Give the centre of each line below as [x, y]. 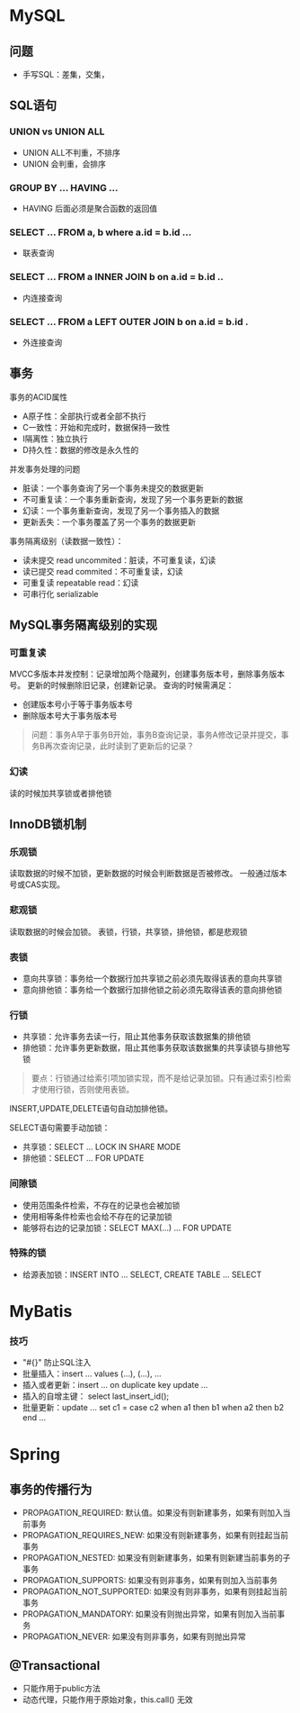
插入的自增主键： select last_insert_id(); [95, 1396]
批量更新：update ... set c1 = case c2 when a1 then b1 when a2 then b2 [153, 1408]
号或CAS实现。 [37, 884]
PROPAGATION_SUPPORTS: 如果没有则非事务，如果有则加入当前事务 [150, 1581]
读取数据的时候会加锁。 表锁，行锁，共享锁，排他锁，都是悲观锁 [128, 931]
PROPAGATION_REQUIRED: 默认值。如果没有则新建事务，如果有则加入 [152, 1513]
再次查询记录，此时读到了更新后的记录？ [119, 746]
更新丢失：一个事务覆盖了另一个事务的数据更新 [109, 521]
